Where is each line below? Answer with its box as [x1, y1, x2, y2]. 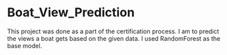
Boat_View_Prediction [7, 5, 136, 20]
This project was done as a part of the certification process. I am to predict [7, 27, 219, 35]
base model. [7, 41, 43, 50]
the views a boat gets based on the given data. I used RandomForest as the [7, 34, 221, 42]
